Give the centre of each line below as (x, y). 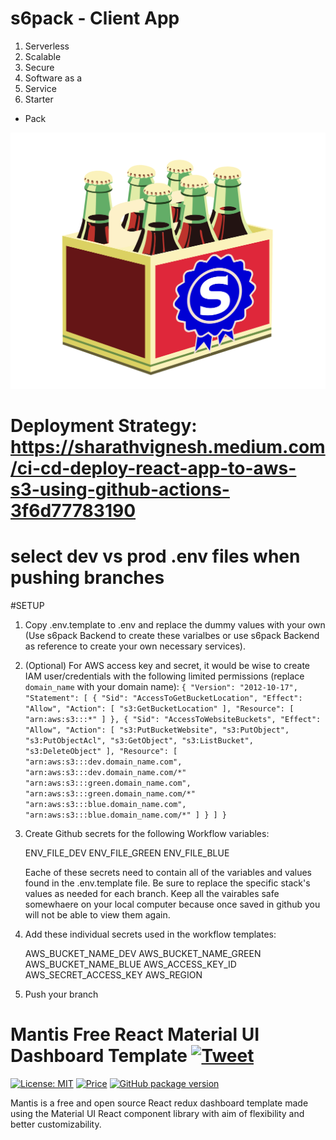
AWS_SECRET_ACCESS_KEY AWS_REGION (113, 975)
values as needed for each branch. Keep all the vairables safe (152, 894)
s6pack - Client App (95, 18)
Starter (39, 99)
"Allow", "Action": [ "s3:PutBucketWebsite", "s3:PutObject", (157, 730)
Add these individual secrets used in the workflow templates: (150, 934)
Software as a (53, 78)
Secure (39, 67)
